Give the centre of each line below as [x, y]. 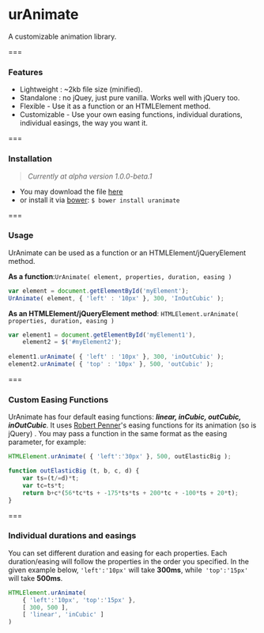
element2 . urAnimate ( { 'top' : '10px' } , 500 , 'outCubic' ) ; [111, 364]
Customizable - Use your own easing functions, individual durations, [131, 115]
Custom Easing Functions [58, 399]
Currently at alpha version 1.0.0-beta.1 [90, 176]
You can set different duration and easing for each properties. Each [118, 553]
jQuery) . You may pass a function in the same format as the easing [118, 434]
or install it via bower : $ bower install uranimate [100, 200]
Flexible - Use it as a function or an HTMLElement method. [115, 106]
